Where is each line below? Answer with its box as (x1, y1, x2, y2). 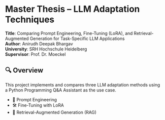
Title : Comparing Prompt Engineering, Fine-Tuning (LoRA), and (5, 30, 133, 36)
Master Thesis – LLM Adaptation (5, 3, 140, 15)
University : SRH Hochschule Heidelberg (5, 46, 87, 52)
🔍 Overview (5, 66, 43, 75)
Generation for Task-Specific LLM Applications (30, 36, 125, 41)
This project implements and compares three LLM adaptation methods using (5, 81, 160, 87)
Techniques (5, 14, 55, 25)
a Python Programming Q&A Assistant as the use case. (5, 87, 117, 93)
